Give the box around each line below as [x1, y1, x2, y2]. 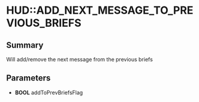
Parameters [6, 73, 51, 84]
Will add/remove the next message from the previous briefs [6, 56, 153, 63]
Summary [6, 40, 44, 50]
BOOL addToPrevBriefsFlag [14, 89, 83, 96]
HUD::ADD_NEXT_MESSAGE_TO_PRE [6, 4, 194, 17]
